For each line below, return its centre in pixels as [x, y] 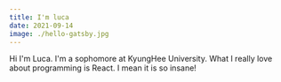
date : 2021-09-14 [41, 26]
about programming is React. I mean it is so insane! [103, 68]
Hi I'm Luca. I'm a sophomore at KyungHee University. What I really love [141, 59]
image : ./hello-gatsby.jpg [59, 34]
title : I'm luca [39, 17]
